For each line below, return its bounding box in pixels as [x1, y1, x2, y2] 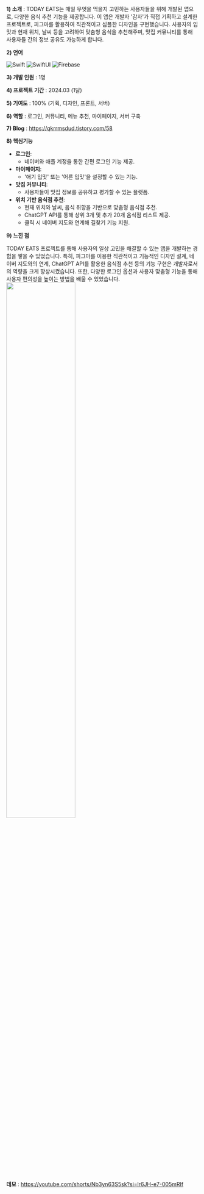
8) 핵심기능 [6, 137, 33, 145]
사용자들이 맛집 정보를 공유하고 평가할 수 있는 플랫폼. [24, 189, 150, 195]
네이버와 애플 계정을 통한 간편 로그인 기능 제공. [24, 158, 135, 165]
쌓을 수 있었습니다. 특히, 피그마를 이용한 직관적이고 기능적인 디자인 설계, [17, 253, 188, 259]
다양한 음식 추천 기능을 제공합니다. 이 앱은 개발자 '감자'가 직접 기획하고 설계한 [14, 13, 198, 20]
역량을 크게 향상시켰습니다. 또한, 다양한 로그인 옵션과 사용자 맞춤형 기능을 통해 [12, 268, 198, 275]
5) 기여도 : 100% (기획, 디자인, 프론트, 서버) [6, 99, 110, 107]
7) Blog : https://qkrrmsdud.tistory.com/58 [6, 124, 113, 132]
